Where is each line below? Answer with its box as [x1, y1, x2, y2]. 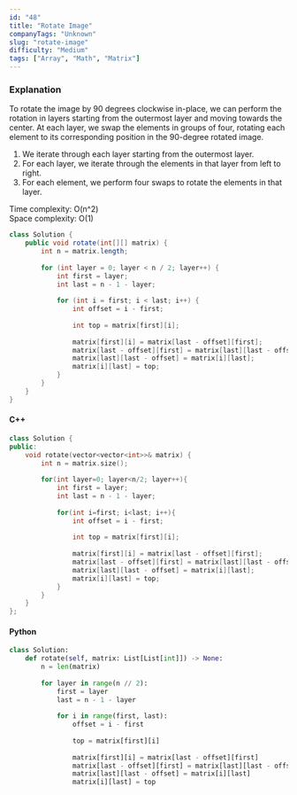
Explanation [9, 83, 62, 96]
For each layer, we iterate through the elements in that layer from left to [21, 159, 281, 169]
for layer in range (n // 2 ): [41, 679, 148, 688]
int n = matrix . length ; [41, 247, 128, 256]
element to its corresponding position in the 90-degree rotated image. [9, 132, 264, 143]
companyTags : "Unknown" [9, 29, 97, 38]
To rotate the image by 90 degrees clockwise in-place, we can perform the [9, 104, 282, 114]
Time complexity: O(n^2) [9, 204, 99, 214]
